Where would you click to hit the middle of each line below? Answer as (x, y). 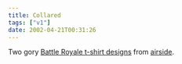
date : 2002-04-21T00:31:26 (52, 30)
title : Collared (35, 15)
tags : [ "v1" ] (29, 23)
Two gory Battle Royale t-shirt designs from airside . (91, 52)
